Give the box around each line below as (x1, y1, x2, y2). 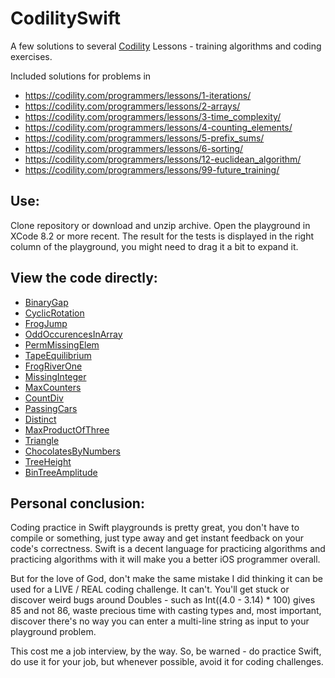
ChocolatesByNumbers (24, 445, 121, 457)
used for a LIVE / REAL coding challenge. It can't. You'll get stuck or (10, 583, 290, 596)
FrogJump (24, 317, 68, 329)
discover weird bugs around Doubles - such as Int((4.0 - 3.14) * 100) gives (10, 594, 316, 606)
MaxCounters (24, 381, 82, 393)
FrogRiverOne (24, 360, 83, 372)
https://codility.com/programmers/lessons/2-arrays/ (24, 100, 241, 112)
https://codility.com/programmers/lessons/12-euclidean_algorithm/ (24, 153, 302, 165)
